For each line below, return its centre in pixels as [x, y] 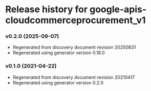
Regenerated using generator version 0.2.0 [58, 82]
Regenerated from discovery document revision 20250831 [74, 48]
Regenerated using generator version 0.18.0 [59, 53]
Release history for [47, 9]
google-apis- [118, 9]
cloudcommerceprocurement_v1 [75, 20]
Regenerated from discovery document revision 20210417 [74, 77]
